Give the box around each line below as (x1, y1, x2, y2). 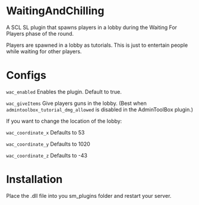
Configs (6, 69, 46, 82)
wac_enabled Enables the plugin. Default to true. (6, 88, 122, 95)
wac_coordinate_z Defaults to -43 (6, 152, 88, 159)
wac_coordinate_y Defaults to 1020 (6, 140, 90, 148)
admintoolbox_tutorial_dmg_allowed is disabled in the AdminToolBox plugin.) (6, 105, 194, 113)
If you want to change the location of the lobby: (6, 117, 122, 124)
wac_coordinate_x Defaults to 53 (6, 129, 85, 136)
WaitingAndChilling (6, 4, 105, 18)
